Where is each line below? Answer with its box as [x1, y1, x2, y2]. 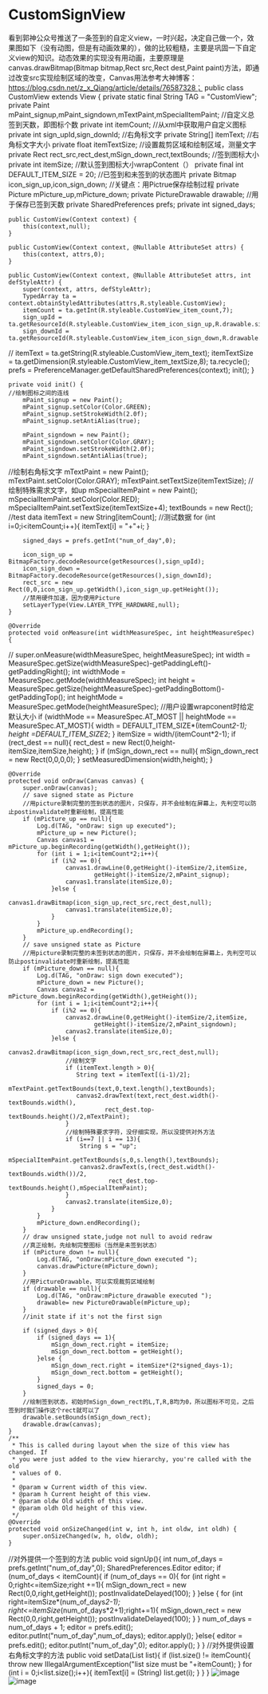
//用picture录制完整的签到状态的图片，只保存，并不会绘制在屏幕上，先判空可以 [22, 800, 251, 808]
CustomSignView [8, 6, 126, 24]
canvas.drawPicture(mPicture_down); [37, 1262, 159, 1270]
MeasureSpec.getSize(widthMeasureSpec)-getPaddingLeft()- [8, 658, 211, 668]
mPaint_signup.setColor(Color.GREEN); [22, 403, 152, 411]
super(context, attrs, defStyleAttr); [22, 285, 152, 293]
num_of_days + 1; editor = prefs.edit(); [8, 1622, 134, 1632]
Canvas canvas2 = [37, 985, 94, 993]
